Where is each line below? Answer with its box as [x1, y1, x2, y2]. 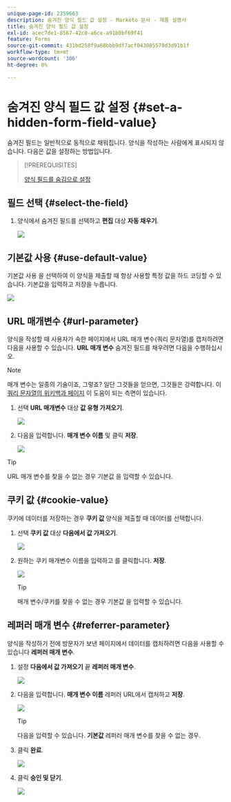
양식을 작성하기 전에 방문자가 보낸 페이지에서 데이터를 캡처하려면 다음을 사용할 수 [7, 639, 225, 647]
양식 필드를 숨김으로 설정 [23, 175, 91, 183]
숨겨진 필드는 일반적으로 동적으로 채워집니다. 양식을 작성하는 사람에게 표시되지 [7, 138, 217, 146]
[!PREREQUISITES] [23, 160, 77, 169]
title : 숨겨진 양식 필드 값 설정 [7, 23, 89, 30]
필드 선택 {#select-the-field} [7, 197, 129, 209]
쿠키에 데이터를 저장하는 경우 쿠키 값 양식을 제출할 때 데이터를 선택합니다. [7, 514, 203, 522]
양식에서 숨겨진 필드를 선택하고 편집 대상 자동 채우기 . [17, 217, 159, 225]
